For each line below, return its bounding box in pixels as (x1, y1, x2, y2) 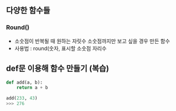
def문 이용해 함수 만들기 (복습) (6, 64, 110, 74)
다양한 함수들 (6, 5, 51, 16)
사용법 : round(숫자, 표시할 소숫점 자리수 (14, 44, 107, 51)
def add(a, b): (6, 79, 43, 85)
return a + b (16, 85, 48, 91)
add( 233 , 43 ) (6, 95, 38, 101)
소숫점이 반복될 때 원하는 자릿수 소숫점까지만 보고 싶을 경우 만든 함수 (14, 37, 170, 44)
